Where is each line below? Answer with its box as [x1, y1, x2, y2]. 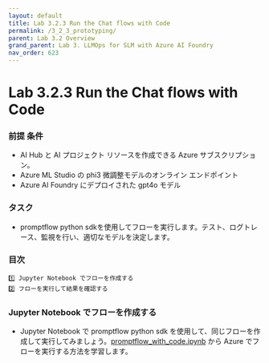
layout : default [8, 11, 63, 20]
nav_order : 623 [8, 49, 59, 57]
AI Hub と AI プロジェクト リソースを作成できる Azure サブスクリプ [19, 150, 243, 160]
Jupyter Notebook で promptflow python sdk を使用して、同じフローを [19, 326, 255, 337]
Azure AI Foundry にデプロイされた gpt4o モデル [19, 180, 181, 190]
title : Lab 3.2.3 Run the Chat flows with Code [8, 19, 171, 27]
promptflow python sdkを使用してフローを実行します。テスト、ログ [19, 222, 244, 232]
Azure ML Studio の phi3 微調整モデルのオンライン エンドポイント [19, 170, 238, 180]
